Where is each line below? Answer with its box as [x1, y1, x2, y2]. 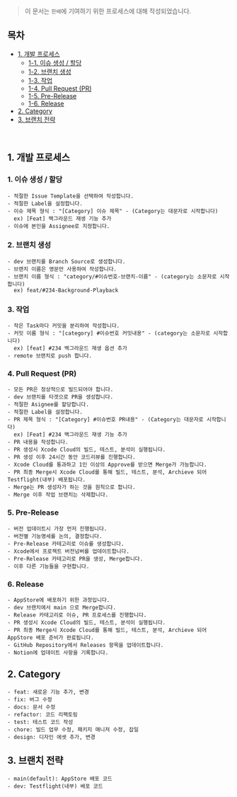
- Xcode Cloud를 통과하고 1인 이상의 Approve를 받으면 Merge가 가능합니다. [7, 461, 207, 469]
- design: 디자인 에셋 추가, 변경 [7, 733, 96, 740]
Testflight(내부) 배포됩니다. [7, 476, 86, 483]
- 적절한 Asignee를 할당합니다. [7, 401, 90, 408]
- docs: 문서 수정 [7, 704, 56, 711]
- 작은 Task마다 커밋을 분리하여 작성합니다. [7, 322, 120, 330]
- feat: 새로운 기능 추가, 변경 [7, 688, 90, 696]
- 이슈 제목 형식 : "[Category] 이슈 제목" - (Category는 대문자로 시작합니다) [7, 207, 219, 214]
